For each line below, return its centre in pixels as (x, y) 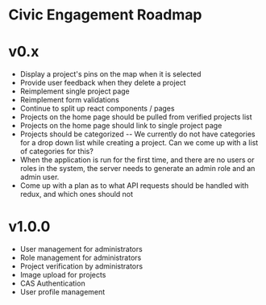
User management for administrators (81, 249)
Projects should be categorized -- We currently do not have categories (137, 134)
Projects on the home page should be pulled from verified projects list (136, 117)
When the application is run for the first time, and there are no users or (137, 160)
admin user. (39, 177)
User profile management (62, 292)
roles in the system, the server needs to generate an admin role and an (137, 169)
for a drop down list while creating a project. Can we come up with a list (139, 143)
